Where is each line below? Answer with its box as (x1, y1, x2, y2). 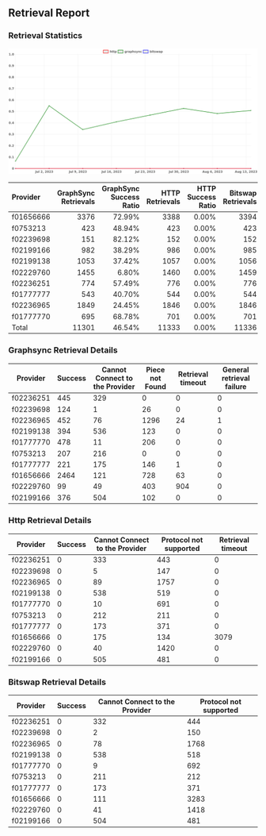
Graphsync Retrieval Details (8, 345, 118, 356)
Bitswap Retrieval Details (8, 676, 107, 688)
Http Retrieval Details (8, 515, 92, 526)
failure (225, 382, 247, 391)
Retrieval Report (8, 6, 90, 20)
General (222, 365, 249, 375)
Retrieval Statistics (8, 30, 83, 41)
